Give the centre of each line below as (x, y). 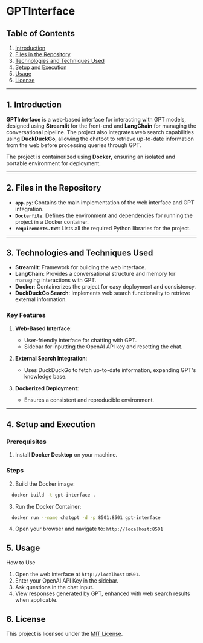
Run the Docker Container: (48, 506)
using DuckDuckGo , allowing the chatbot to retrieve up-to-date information (100, 139)
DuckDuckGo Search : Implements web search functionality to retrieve (102, 293)
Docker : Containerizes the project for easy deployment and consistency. (105, 287)
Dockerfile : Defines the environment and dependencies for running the (104, 215)
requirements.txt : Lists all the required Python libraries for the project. (103, 228)
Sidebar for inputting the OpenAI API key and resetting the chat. (103, 347)
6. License (26, 619)
